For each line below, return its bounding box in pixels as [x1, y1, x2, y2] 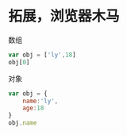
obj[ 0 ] [8, 58, 30, 66]
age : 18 [22, 104, 44, 112]
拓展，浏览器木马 [8, 7, 121, 25]
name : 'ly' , [22, 97, 59, 105]
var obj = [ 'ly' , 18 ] [8, 51, 77, 59]
